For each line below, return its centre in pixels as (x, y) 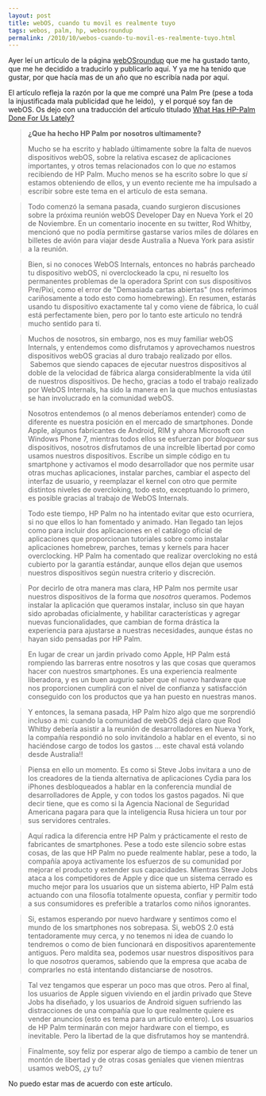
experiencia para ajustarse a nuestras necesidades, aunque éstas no (140, 630)
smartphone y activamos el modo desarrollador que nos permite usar (141, 464)
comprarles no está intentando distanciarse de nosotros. (120, 970)
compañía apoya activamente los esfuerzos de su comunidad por (135, 861)
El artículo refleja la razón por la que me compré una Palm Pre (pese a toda (131, 93)
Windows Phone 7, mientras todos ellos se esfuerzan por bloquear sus (143, 439)
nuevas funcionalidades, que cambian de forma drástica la (123, 622)
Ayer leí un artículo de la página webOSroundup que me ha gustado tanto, (129, 60)
